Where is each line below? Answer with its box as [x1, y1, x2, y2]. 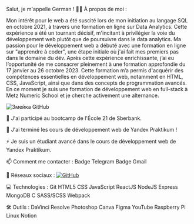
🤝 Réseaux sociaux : [6, 172, 55, 179]
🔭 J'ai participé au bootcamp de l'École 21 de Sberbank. [6, 115, 142, 122]
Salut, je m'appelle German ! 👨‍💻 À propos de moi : [6, 6, 128, 12]
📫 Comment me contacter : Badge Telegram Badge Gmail [6, 158, 147, 165]
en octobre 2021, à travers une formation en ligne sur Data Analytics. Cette [6, 24, 188, 30]
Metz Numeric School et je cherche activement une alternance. [6, 92, 160, 99]
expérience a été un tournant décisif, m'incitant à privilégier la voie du [6, 29, 175, 36]
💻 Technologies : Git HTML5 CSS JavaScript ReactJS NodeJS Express [6, 183, 178, 190]
